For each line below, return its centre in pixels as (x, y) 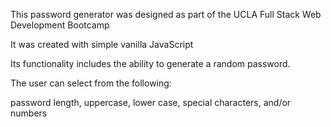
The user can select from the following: (91, 83)
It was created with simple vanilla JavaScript (102, 44)
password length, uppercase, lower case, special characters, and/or (151, 102)
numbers (29, 113)
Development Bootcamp (60, 25)
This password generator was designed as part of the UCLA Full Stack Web (166, 14)
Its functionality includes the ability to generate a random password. (150, 63)
